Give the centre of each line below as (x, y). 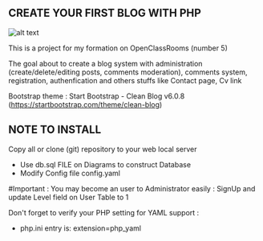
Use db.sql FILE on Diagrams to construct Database (105, 164)
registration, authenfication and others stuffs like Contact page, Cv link (125, 80)
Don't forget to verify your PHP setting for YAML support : (104, 212)
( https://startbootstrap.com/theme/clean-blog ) (85, 104)
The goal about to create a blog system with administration (105, 63)
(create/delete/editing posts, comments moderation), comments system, (128, 72)
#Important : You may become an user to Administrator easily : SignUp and (132, 188)
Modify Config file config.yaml (70, 173)
